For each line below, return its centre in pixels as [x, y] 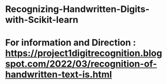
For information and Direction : [71, 43]
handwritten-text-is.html [59, 75]
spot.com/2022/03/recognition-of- [81, 64]
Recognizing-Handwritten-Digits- [77, 9]
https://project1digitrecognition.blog [84, 53]
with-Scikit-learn [42, 20]
